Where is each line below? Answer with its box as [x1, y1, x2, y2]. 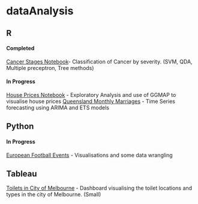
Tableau [6, 169, 37, 179]
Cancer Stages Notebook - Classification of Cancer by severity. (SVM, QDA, [6, 58, 193, 65]
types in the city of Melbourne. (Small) [6, 191, 101, 198]
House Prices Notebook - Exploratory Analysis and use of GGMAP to [6, 91, 176, 98]
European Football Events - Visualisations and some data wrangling [6, 151, 173, 159]
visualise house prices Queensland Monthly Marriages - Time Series [6, 98, 176, 105]
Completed [6, 45, 35, 52]
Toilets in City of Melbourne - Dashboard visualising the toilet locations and [6, 184, 193, 192]
